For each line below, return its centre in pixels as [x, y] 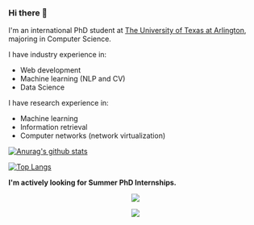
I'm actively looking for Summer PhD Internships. [93, 183]
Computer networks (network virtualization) [93, 135]
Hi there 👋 [28, 13]
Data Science [42, 87]
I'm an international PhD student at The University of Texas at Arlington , [127, 31]
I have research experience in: [58, 103]
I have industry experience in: [58, 55]
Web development [50, 70]
